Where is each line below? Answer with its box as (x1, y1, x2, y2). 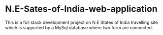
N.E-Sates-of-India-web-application (5, 3, 158, 15)
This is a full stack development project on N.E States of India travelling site (5, 19, 158, 25)
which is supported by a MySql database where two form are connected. (5, 24, 153, 30)
